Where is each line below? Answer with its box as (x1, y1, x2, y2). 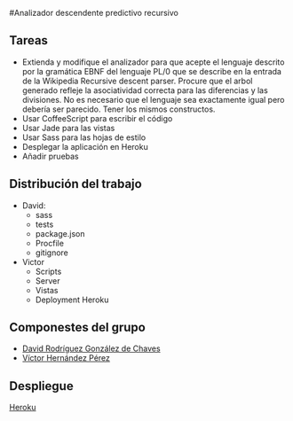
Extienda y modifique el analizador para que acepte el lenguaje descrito (21, 57, 285, 67)
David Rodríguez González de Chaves (21, 343, 162, 354)
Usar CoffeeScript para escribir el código (21, 113, 173, 123)
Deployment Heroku (35, 294, 109, 305)
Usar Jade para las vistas (21, 122, 115, 133)
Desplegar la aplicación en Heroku (21, 141, 148, 152)
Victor (21, 256, 44, 267)
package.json (35, 228, 85, 238)
